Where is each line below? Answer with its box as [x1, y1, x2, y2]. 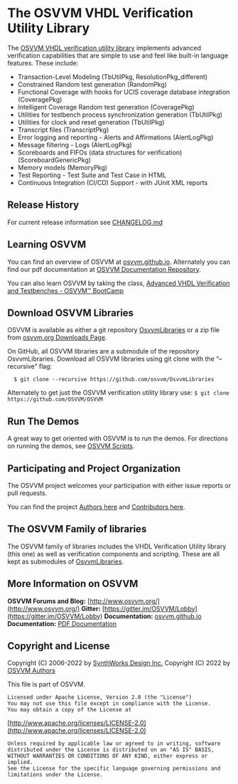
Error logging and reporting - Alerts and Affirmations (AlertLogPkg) [17, 133, 214, 142]
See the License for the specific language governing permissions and [7, 765, 221, 773]
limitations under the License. [7, 771, 103, 778]
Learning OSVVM [7, 238, 87, 250]
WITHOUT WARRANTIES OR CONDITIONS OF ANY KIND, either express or [7, 753, 208, 760]
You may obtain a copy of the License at [7, 706, 132, 714]
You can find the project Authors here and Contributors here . [7, 503, 185, 511]
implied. [7, 759, 33, 766]
